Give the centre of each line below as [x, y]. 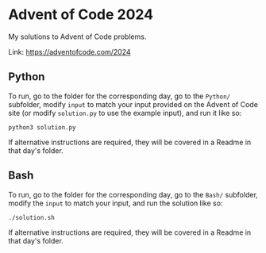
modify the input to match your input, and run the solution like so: [116, 203]
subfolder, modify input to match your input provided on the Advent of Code [133, 104]
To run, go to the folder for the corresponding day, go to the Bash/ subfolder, [133, 194]
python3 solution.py [42, 127]
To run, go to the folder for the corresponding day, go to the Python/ [120, 96]
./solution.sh [32, 217]
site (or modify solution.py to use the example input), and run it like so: [125, 113]
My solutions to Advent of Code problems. [77, 36]
